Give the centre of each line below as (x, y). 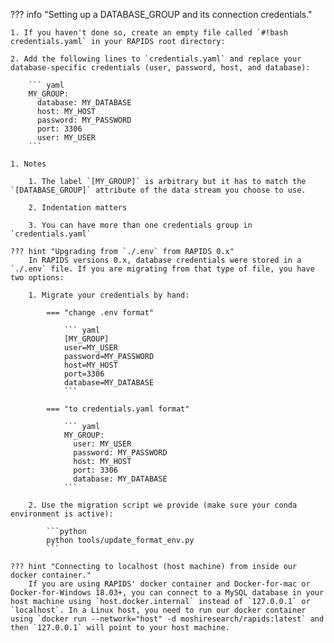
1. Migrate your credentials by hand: (109, 295)
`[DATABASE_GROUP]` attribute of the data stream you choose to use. (158, 190)
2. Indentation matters (78, 208)
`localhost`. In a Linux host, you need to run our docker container (158, 610)
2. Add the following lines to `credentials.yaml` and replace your (156, 59)
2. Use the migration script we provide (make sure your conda (163, 505)
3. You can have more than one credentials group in (140, 225)
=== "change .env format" (100, 313)
